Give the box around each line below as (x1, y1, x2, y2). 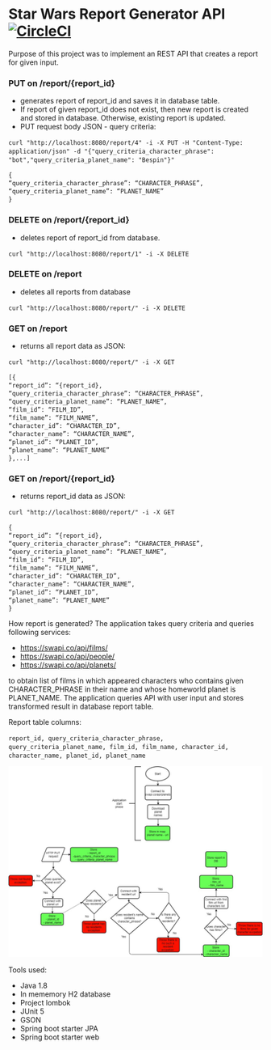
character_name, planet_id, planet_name (8, 752, 147, 760)
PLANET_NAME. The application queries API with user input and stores (8, 693, 244, 703)
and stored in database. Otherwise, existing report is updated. (19, 113, 226, 123)
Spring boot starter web (19, 1032, 99, 1042)
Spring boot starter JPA (19, 1024, 98, 1034)
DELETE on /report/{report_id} (8, 214, 130, 226)
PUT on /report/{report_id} (8, 78, 115, 89)
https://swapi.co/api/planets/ (19, 660, 117, 670)
